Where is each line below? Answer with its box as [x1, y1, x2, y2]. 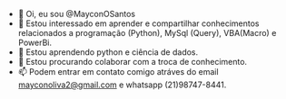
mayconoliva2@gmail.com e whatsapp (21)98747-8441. [17, 79, 227, 90]
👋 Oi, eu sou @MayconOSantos [17, 9, 136, 19]
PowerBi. [17, 37, 53, 48]
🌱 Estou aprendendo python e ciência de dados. [17, 47, 199, 58]
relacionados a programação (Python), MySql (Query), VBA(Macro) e [17, 28, 277, 38]
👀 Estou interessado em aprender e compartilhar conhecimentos [17, 18, 260, 29]
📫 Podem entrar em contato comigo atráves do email [17, 67, 220, 76]
